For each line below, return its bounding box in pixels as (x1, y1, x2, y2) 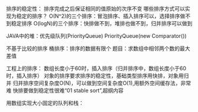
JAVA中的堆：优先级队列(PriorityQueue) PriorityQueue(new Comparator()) (6, 32, 187, 39)
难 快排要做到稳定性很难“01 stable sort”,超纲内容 (6, 87, 124, 94)
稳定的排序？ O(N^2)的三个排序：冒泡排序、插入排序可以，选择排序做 (16, 12, 186, 19)
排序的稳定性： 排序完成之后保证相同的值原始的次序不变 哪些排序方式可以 (6, 5, 185, 12)
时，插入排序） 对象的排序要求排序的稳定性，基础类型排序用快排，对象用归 (6, 73, 189, 79)
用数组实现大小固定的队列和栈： (6, 100, 84, 106)
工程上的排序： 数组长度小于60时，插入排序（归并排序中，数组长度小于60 (6, 65, 186, 72)
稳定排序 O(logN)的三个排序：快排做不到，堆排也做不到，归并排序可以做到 (11, 20, 193, 27)
